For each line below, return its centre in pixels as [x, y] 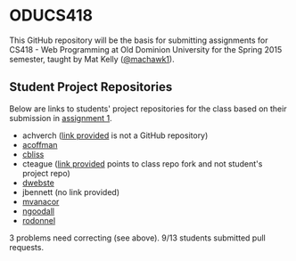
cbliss [33, 154]
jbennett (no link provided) [71, 192]
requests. [27, 247]
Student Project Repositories [91, 87]
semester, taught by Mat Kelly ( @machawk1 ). [92, 59]
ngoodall [38, 211]
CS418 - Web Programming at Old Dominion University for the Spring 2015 [146, 49]
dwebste [38, 183]
